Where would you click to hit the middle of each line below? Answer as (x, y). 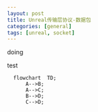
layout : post (26, 13)
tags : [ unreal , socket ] (41, 33)
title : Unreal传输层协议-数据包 (49, 20)
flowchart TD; (35, 78)
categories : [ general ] (39, 26)
